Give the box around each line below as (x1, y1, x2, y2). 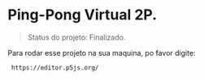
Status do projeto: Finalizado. (27, 32, 126, 42)
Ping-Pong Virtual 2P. (7, 6, 158, 24)
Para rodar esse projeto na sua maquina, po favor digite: (7, 48, 196, 57)
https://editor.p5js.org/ (11, 63, 99, 72)
